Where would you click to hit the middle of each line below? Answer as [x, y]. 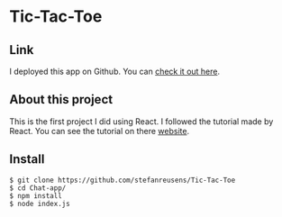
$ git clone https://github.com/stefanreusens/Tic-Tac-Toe [123, 180]
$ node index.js [40, 203]
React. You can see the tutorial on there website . [100, 131]
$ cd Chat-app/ [38, 188]
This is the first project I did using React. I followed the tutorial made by [141, 121]
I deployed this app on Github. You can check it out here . [115, 71]
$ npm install [36, 195]
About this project [61, 99]
